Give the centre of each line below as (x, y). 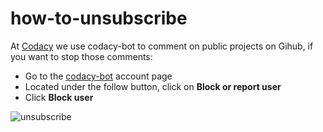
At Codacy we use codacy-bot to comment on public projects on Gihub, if (162, 46)
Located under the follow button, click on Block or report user (153, 86)
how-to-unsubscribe (99, 18)
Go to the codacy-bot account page (98, 76)
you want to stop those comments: (81, 56)
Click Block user (59, 97)
